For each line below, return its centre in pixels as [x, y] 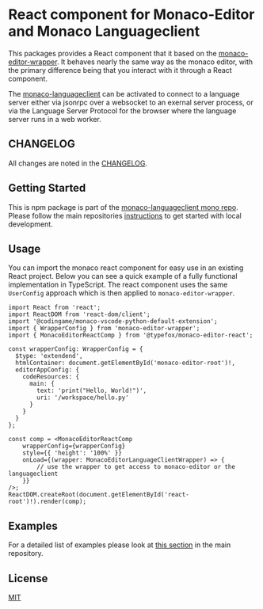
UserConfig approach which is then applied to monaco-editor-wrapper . [122, 293]
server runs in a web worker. [55, 119]
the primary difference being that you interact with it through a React [120, 70]
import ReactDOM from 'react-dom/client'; [79, 314]
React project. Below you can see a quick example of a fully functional [123, 276]
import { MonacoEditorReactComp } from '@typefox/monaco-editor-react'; [131, 335]
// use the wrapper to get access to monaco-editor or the [136, 467]
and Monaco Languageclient [104, 31]
